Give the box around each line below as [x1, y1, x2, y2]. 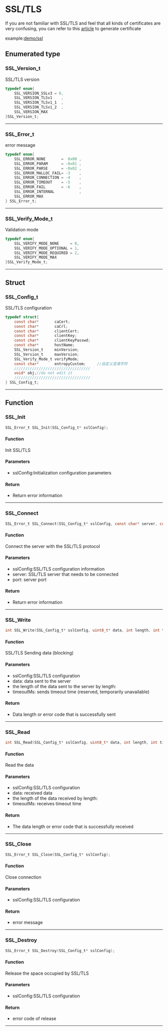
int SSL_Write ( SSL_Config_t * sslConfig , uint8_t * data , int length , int [5, 628, 160, 633]
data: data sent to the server [12, 678, 71, 684]
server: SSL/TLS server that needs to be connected [12, 571, 119, 577]
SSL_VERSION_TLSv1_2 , [14, 105, 64, 110]
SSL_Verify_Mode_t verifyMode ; [14, 356, 79, 361]
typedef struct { [5, 314, 39, 320]
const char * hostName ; [14, 343, 75, 348]
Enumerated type [5, 50, 60, 58]
